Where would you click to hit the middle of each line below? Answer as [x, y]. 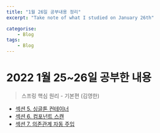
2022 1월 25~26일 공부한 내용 [79, 78]
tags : [13, 40]
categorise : [21, 29]
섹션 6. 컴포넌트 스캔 [39, 116]
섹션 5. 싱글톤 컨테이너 [42, 109]
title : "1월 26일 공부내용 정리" [44, 12]
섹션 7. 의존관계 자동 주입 [45, 124]
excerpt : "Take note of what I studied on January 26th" [80, 18]
